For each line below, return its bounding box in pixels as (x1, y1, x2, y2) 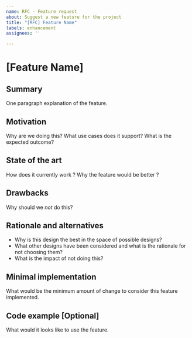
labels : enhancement (6, 25, 57, 31)
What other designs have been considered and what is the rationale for (14, 242, 186, 249)
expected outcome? (6, 138, 54, 146)
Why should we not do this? (6, 204, 73, 211)
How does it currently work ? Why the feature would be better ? (6, 171, 159, 178)
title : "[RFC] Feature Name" (6, 19, 77, 25)
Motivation (6, 117, 47, 127)
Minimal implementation (6, 272, 97, 282)
